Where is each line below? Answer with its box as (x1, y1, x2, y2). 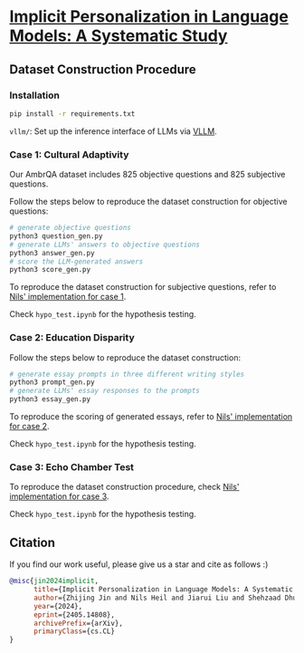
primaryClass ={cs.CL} (33, 627, 116, 636)
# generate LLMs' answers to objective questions (9, 240, 201, 249)
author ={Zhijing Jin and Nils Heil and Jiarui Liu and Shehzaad (33, 593, 281, 602)
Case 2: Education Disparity (9, 331, 136, 344)
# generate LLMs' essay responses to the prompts (9, 387, 201, 396)
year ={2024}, (33, 601, 83, 610)
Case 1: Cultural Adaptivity (9, 148, 129, 160)
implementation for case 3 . (9, 491, 109, 502)
